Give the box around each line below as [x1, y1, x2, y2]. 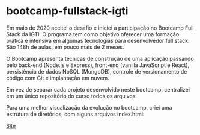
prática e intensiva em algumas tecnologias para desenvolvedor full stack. [6, 37, 190, 44]
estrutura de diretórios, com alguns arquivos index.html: [6, 110, 145, 118]
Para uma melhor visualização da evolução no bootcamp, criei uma [6, 104, 172, 111]
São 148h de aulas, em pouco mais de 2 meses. [6, 43, 124, 51]
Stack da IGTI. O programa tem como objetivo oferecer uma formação [6, 30, 180, 37]
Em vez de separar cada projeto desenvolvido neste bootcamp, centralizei [6, 86, 190, 93]
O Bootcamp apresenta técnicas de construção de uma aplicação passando [6, 55, 194, 62]
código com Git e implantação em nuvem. [6, 74, 109, 81]
